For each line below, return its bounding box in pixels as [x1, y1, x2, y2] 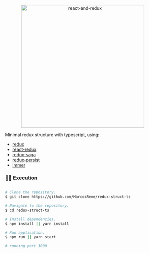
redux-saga [12, 152, 36, 157]
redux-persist [12, 157, 40, 163]
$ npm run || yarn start [5, 235, 56, 240]
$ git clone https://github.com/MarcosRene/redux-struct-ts [5, 195, 131, 199]
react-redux [12, 146, 37, 152]
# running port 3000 [5, 244, 48, 249]
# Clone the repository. [5, 190, 56, 195]
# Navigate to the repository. [5, 203, 69, 208]
